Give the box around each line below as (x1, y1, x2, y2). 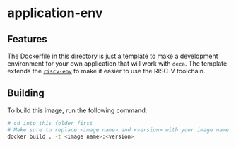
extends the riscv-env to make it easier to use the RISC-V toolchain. (7, 67, 206, 75)
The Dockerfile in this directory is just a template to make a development (7, 52, 218, 60)
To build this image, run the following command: (7, 106, 148, 114)
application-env (7, 5, 103, 21)
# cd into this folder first (7, 119, 93, 127)
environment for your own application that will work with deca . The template (7, 59, 228, 68)
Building (7, 87, 45, 100)
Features (7, 33, 47, 45)
